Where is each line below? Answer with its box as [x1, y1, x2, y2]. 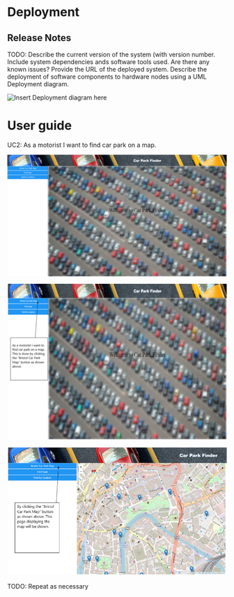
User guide [7, 118, 72, 134]
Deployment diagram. [7, 80, 70, 88]
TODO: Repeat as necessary [7, 582, 89, 590]
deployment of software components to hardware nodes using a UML [7, 72, 207, 81]
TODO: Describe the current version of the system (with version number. [7, 50, 216, 58]
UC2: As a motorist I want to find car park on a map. [7, 141, 157, 149]
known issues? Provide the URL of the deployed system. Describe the [7, 65, 208, 73]
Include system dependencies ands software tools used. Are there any [7, 58, 210, 66]
